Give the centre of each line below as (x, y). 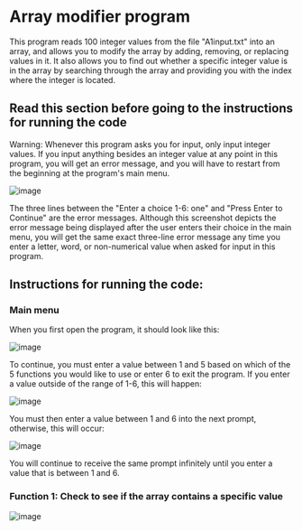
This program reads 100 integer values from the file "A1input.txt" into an (142, 42)
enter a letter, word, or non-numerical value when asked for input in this (142, 247)
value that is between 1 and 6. (64, 473)
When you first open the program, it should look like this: (114, 330)
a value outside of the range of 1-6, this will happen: (106, 384)
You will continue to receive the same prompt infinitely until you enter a (141, 463)
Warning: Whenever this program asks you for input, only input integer (140, 144)
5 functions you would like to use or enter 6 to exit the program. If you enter (150, 374)
